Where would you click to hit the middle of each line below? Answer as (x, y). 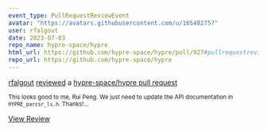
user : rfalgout (33, 30)
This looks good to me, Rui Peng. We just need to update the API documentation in (121, 97)
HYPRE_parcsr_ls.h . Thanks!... (48, 104)
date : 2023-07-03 (37, 38)
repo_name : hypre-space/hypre (58, 45)
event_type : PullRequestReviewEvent (69, 15)
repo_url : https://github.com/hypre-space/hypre (90, 60)
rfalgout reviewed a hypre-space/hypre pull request (93, 82)
